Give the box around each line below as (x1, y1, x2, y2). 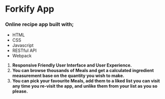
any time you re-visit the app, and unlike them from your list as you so (12, 83, 158, 89)
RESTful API (12, 48, 37, 53)
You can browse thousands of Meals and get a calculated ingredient (12, 68, 154, 74)
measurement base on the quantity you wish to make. (12, 73, 124, 79)
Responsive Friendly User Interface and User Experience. (12, 62, 132, 68)
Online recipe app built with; (5, 21, 74, 28)
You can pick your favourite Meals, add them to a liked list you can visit (12, 78, 160, 84)
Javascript (12, 43, 34, 49)
